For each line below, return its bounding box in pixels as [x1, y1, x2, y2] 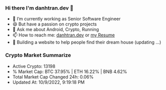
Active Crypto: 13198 [12, 63, 56, 69]
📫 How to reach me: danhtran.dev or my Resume [12, 32, 115, 38]
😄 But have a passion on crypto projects [12, 21, 97, 27]
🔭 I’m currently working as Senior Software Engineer [12, 16, 121, 22]
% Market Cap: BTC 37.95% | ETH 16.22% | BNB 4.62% [12, 68, 127, 74]
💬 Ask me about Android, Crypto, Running [12, 26, 99, 32]
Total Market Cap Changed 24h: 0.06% [12, 73, 94, 79]
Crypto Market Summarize [5, 52, 71, 59]
